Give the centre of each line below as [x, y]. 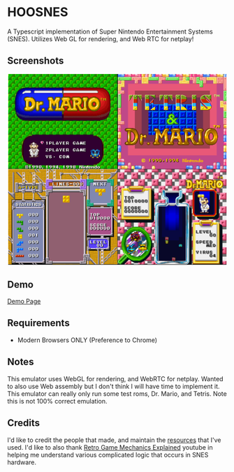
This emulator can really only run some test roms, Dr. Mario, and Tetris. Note [117, 393]
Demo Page [24, 302]
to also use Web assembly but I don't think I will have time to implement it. [114, 386]
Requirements [38, 323]
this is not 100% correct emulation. [57, 401]
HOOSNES [38, 12]
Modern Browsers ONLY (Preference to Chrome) [87, 340]
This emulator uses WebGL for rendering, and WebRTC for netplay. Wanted [115, 378]
